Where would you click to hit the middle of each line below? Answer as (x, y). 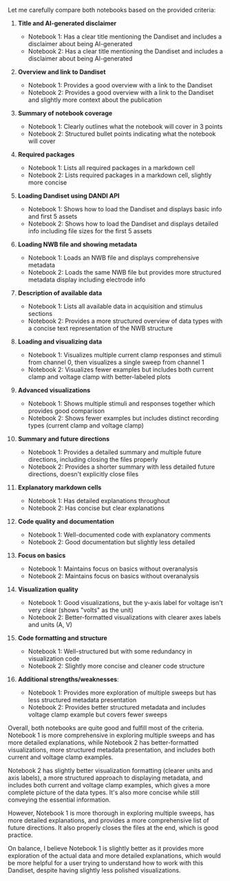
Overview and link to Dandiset (62, 72)
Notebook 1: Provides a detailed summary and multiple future (115, 452)
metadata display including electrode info (87, 279)
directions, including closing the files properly (93, 459)
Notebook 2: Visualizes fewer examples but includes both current (121, 370)
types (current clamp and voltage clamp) (86, 425)
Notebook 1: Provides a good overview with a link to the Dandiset (120, 85)
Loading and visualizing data (60, 341)
